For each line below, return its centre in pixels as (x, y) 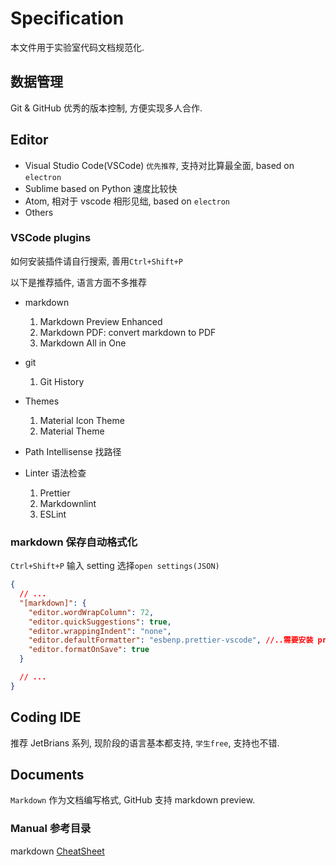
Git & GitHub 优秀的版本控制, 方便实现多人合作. (106, 108)
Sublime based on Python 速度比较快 (101, 188)
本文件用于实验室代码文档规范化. (77, 47)
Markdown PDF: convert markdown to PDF (128, 332)
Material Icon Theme (82, 420)
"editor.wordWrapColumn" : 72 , (91, 612)
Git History (62, 381)
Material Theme (72, 431)
